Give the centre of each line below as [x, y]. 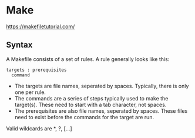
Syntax [19, 45]
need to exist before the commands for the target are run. [84, 117]
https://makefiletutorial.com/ [41, 26]
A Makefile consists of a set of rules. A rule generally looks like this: [88, 59]
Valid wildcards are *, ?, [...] [39, 128]
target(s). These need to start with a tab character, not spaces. [90, 105]
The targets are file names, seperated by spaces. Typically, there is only [102, 86]
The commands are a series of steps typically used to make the [91, 98]
